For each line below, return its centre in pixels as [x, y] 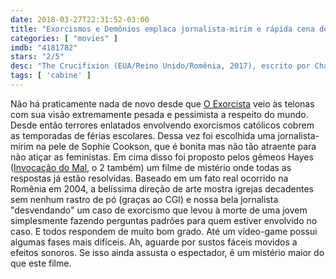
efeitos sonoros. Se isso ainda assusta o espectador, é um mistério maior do [167, 252]
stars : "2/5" [37, 57]
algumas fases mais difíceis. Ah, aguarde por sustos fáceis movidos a [154, 242]
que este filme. [41, 263]
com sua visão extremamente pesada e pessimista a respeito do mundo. [159, 114]
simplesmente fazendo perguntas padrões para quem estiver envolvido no [164, 220]
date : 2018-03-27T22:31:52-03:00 [80, 19]
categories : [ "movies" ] [64, 38]
